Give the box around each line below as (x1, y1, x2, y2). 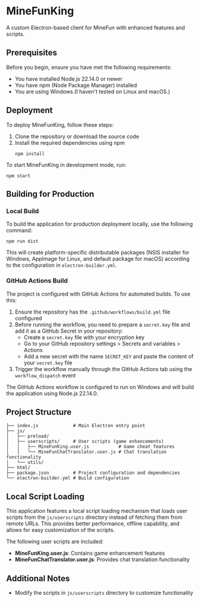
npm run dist (6, 238, 39, 245)
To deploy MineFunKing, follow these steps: (6, 121, 114, 128)
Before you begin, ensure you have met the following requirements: (6, 63, 172, 71)
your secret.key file (23, 359, 73, 366)
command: (6, 227, 33, 234)
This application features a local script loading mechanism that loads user (6, 507, 188, 515)
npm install (14, 151, 45, 157)
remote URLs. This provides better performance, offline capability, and (6, 520, 180, 527)
